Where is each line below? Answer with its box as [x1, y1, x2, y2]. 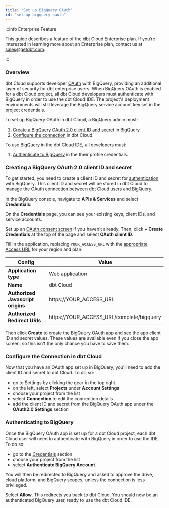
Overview [5, 69, 30, 76]
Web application [48, 270, 88, 277]
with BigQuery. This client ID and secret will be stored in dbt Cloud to [5, 181, 148, 187]
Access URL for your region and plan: [5, 246, 83, 252]
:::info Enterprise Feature [5, 26, 57, 32]
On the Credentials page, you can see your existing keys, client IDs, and [5, 211, 155, 217]
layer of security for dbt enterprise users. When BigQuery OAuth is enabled [5, 85, 161, 91]
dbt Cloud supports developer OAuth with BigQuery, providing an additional [5, 80, 162, 86]
